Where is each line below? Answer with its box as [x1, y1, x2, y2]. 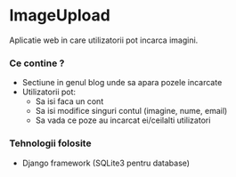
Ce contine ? [9, 57, 65, 69]
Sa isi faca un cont [35, 96, 104, 107]
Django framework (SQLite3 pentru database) [21, 157, 190, 168]
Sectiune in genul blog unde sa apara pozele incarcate [21, 77, 223, 88]
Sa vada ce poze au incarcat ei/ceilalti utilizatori [35, 115, 211, 125]
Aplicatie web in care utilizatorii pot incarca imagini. [9, 35, 199, 45]
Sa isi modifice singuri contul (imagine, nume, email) [35, 106, 228, 117]
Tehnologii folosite [9, 137, 92, 149]
